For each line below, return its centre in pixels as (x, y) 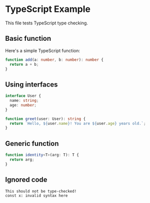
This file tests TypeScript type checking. (47, 23)
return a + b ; (24, 64)
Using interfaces (32, 84)
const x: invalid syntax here (37, 196)
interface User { (23, 96)
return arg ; (22, 160)
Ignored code (26, 180)
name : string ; (24, 101)
